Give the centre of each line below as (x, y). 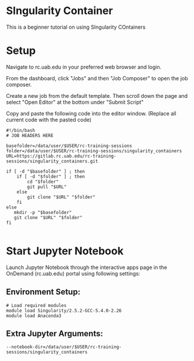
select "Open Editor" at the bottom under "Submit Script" (75, 102)
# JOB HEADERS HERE (30, 135)
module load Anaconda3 (34, 316)
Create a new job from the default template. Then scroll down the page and (97, 96)
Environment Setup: (43, 292)
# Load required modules (36, 305)
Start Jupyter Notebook (65, 251)
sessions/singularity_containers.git (52, 161)
